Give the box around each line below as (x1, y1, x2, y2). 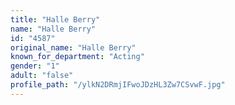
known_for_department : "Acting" (10, 52, 145, 62)
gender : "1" (10, 61, 60, 71)
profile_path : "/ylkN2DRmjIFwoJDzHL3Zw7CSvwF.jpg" (10, 80, 226, 90)
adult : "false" (10, 71, 74, 81)
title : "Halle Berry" (10, 14, 101, 25)
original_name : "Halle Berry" (10, 42, 137, 53)
